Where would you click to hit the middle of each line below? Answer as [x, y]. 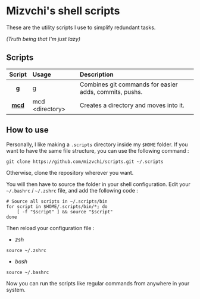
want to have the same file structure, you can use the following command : [98, 150]
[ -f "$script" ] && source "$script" [65, 212]
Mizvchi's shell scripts [63, 11]
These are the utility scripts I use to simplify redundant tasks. [81, 27]
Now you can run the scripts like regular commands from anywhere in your [98, 283]
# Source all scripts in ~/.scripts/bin [57, 201]
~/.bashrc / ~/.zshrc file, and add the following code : [72, 190]
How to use [27, 130]
